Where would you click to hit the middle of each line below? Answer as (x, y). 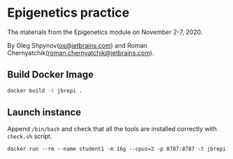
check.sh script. (30, 136)
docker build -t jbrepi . (45, 91)
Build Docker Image (51, 75)
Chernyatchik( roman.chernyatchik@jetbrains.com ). (81, 53)
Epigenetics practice (68, 13)
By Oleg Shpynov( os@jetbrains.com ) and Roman (77, 45)
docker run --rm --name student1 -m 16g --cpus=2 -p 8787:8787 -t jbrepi (117, 149)
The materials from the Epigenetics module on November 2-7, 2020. (105, 32)
